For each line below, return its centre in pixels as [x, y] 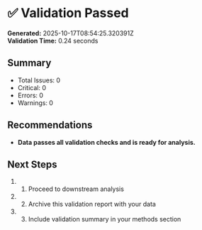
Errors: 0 [30, 95]
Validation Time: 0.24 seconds [53, 40]
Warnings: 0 [35, 103]
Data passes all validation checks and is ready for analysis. [107, 142]
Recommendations [50, 125]
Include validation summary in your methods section [105, 219]
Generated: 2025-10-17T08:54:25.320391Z [71, 33]
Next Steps [32, 164]
